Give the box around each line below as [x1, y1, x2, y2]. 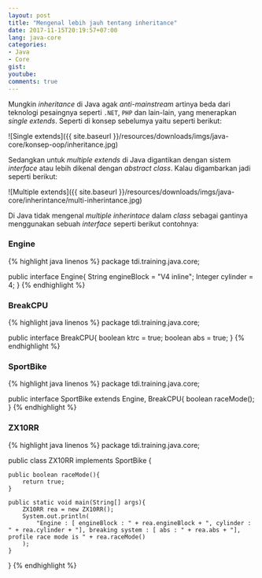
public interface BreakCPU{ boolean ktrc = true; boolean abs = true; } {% [8, 333, 245, 343]
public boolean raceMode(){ [8, 471, 101, 479]
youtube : [8, 70, 37, 78]
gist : [8, 63, 26, 71]
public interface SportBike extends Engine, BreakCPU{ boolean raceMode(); [8, 394, 255, 404]
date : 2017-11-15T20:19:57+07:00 [8, 26, 118, 34]
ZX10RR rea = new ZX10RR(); [22, 505, 114, 513]
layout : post [8, 11, 51, 20]
